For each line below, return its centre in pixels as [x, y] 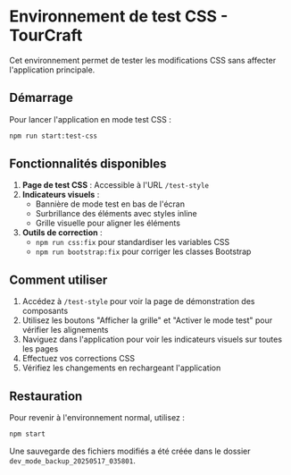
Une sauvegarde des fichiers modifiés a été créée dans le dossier [130, 451]
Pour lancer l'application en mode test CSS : [90, 119]
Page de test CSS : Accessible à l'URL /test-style [116, 185]
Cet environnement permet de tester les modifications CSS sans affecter [143, 60]
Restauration [46, 396]
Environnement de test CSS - [119, 17]
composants [45, 311]
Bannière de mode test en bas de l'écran [110, 204]
